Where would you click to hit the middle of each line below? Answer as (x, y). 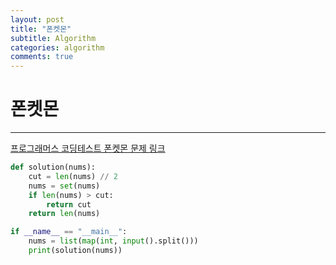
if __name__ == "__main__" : (69, 232)
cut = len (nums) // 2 (73, 176)
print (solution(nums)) (75, 251)
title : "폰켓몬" (41, 29)
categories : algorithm (57, 47)
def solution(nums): (53, 167)
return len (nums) (64, 214)
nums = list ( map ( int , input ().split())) (113, 241)
